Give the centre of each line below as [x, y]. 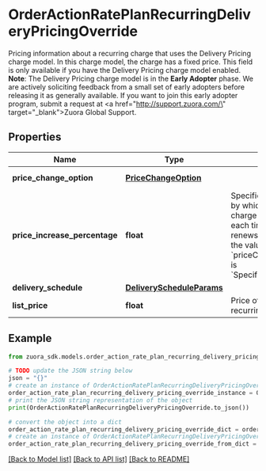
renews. [246, 235]
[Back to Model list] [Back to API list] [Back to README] [99, 459]
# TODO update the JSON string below [70, 371]
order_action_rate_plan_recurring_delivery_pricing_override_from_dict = [133, 444]
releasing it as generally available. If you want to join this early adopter [123, 95]
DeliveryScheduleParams [174, 287]
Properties [35, 137]
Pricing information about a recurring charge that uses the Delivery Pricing [130, 53]
